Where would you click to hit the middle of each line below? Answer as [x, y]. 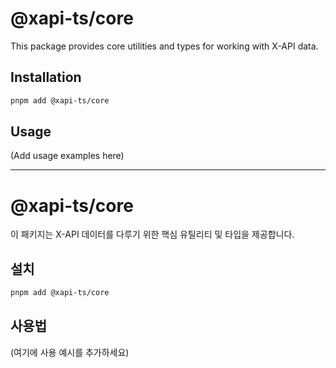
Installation [46, 77]
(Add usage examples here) [67, 156]
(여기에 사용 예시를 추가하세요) [70, 352]
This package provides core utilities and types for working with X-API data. [164, 46]
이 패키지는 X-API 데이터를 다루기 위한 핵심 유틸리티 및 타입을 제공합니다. [152, 234]
